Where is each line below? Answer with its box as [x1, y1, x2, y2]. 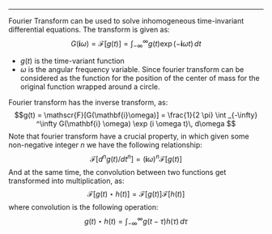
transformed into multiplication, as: [8, 176, 125, 186]
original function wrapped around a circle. [19, 82, 160, 91]
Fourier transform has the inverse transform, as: [8, 98, 168, 108]
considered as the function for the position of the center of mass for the [19, 74, 261, 83]
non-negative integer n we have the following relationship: [8, 140, 202, 150]
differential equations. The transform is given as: [8, 25, 170, 34]
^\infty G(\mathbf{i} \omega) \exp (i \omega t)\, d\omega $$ [36, 119, 236, 129]
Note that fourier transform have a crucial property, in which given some [8, 131, 249, 142]
